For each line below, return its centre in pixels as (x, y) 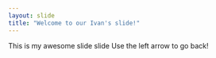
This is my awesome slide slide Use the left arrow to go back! (108, 45)
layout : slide (32, 15)
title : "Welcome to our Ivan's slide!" (74, 23)
